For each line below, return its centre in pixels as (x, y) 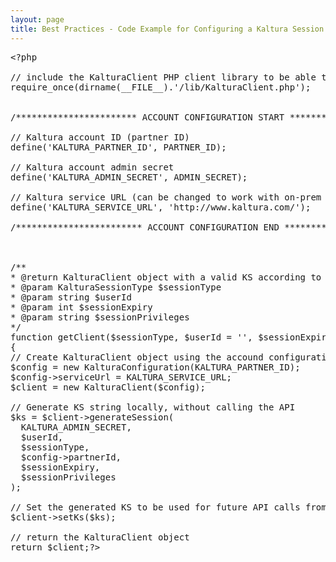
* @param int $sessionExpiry (81, 307)
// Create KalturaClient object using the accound (137, 357)
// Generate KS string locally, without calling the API (153, 407)
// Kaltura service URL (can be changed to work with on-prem (166, 197)
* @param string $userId (71, 297)
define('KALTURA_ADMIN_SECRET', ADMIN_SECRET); (129, 177)
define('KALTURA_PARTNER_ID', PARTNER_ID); (118, 147)
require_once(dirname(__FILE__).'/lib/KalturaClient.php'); (161, 87)
